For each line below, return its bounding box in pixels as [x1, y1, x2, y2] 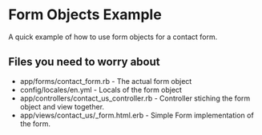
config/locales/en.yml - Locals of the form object [19, 85, 183, 94]
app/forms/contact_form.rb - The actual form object [19, 76, 192, 85]
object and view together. [19, 101, 105, 111]
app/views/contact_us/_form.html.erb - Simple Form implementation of [19, 110, 254, 120]
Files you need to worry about [8, 55, 160, 69]
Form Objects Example [8, 6, 162, 24]
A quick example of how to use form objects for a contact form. [8, 32, 218, 42]
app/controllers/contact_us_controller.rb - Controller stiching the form [19, 93, 251, 103]
